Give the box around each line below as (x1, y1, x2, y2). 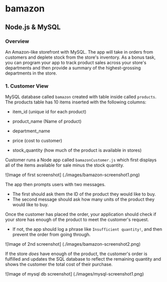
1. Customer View (5, 83, 49, 90)
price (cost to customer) (12, 138, 62, 144)
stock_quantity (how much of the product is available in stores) (12, 147, 142, 153)
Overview (5, 38, 29, 45)
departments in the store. (5, 70, 57, 76)
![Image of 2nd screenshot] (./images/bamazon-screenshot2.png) (5, 241, 141, 247)
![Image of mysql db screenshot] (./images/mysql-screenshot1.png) (5, 271, 144, 277)
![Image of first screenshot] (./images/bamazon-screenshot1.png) (5, 172, 140, 178)
